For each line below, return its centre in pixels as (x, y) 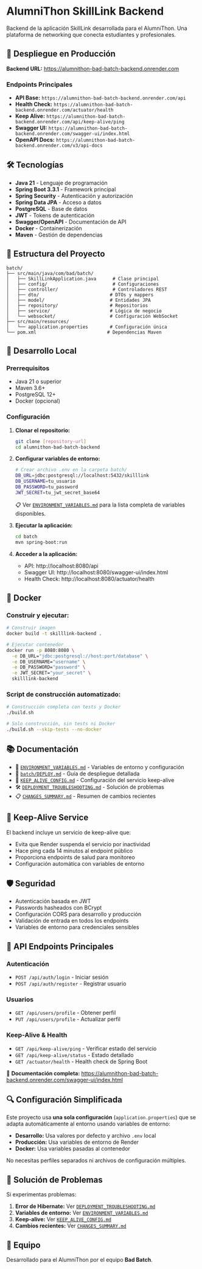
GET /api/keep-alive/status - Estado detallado (74, 1055)
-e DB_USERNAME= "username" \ (49, 662)
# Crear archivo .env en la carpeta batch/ (71, 470)
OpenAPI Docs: (35, 140)
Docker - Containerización (48, 228)
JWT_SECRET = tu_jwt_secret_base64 (57, 492)
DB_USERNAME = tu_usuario (45, 481)
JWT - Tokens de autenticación (55, 215)
